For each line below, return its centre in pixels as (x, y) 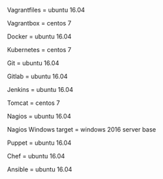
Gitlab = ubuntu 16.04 (38, 76)
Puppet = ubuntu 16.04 (39, 143)
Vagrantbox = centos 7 (39, 23)
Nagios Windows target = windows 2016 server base (81, 129)
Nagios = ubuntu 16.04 (39, 116)
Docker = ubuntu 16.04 (39, 36)
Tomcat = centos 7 (34, 103)
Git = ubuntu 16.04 (33, 63)
